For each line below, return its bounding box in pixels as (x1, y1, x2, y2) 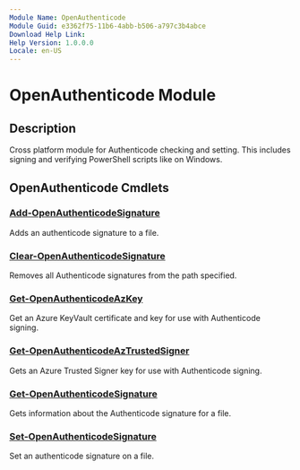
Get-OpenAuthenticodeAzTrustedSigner (9, 344, 190, 357)
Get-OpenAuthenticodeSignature (9, 387, 159, 400)
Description (9, 120, 76, 135)
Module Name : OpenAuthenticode (9, 13, 126, 22)
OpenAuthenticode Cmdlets (9, 180, 169, 196)
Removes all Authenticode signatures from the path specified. (9, 270, 237, 281)
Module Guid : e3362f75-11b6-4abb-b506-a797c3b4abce (9, 22, 206, 30)
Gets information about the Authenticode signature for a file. (9, 408, 232, 418)
